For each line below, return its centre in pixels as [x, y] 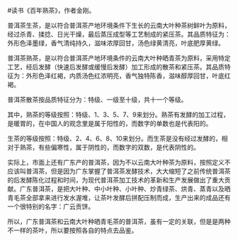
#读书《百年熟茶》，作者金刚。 [51, 10]
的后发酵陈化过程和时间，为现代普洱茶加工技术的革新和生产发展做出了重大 [116, 180]
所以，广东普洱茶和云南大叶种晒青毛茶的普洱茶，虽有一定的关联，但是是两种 [119, 222]
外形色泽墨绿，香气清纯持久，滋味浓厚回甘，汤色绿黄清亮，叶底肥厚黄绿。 [116, 43]
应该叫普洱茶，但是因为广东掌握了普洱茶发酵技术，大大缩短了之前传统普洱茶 [119, 171]
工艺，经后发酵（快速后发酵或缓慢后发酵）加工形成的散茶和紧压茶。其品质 [116, 67]
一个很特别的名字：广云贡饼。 [51, 206]
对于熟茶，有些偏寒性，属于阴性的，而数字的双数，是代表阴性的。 [103, 147]
